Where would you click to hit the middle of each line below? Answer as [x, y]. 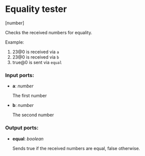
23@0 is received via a [36, 52]
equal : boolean [28, 139]
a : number [23, 86]
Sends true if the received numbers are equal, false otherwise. [76, 148]
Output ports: [22, 128]
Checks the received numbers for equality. [49, 32]
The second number [33, 115]
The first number [30, 96]
